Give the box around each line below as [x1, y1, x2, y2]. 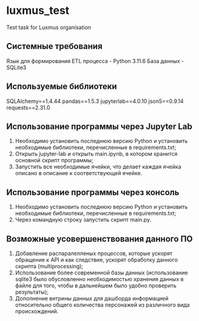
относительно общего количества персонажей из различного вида [15, 301, 190, 308]
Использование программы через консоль [6, 187, 180, 197]
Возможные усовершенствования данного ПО [6, 234, 193, 244]
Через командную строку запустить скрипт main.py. [15, 216, 152, 223]
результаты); [15, 288, 49, 296]
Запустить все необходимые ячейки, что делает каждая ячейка [15, 163, 181, 170]
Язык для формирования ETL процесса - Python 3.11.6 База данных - [6, 57, 184, 64]
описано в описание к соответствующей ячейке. [15, 170, 143, 177]
